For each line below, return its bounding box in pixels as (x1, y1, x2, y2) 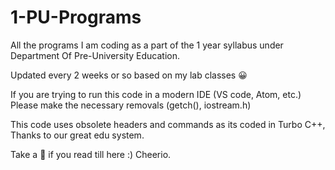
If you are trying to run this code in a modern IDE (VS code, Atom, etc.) (10, 88, 302, 100)
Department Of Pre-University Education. (10, 49, 181, 61)
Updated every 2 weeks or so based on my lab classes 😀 (10, 69, 248, 81)
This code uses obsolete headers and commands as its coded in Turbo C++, (10, 118, 326, 130)
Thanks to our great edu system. (10, 129, 145, 141)
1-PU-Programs (10, 6, 142, 29)
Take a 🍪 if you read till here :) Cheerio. (10, 148, 172, 160)
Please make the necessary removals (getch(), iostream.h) (10, 99, 252, 111)
